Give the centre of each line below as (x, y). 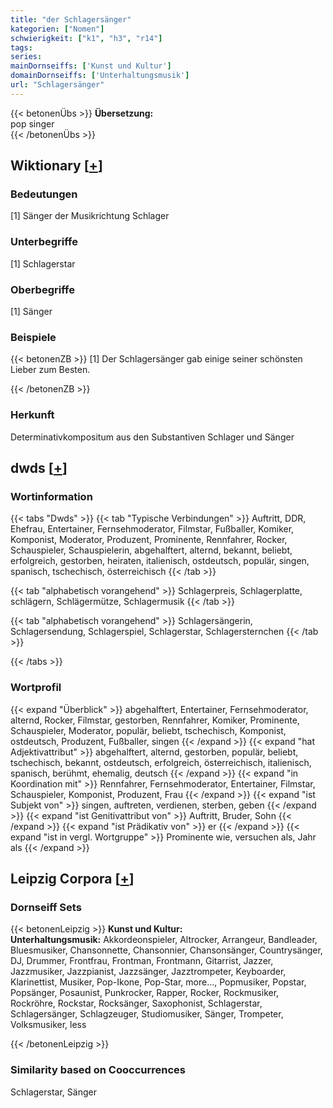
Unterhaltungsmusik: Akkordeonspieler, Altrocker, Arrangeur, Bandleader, (164, 940)
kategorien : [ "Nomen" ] (57, 29)
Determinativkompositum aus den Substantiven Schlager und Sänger (152, 437)
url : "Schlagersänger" (57, 85)
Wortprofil (36, 688)
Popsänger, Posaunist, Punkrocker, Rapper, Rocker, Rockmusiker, (145, 993)
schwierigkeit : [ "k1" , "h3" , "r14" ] (86, 38)
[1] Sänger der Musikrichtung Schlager (90, 216)
